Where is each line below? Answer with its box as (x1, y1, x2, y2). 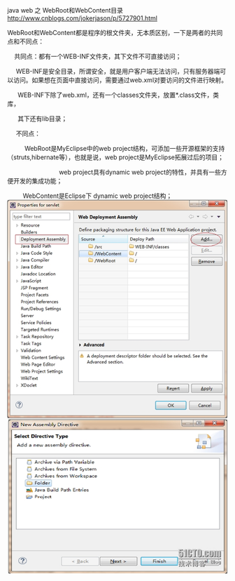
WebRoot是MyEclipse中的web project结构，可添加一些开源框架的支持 (24, 145, 225, 152)
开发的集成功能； (13, 177, 63, 185)
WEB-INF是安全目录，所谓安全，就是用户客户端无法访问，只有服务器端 (15, 67, 220, 75)
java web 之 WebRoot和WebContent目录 (7, 6, 124, 14)
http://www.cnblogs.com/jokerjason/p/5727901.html (7, 14, 157, 22)
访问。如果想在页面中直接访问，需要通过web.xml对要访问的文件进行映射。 (13, 76, 228, 84)
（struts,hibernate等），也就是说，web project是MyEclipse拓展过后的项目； (7, 153, 224, 161)
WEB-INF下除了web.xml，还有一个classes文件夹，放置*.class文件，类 (17, 91, 220, 99)
